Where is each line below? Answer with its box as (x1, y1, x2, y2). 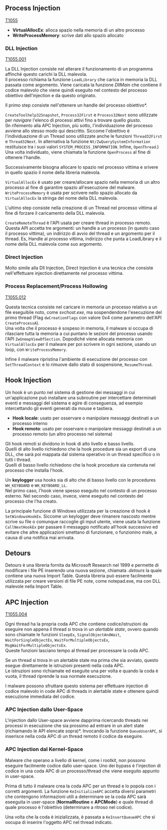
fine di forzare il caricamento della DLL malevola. (5, 210, 106, 216)
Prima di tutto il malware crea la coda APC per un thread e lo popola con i (5, 783, 156, 789)
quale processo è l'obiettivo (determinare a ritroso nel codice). (5, 804, 134, 810)
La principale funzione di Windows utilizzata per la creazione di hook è (5, 508, 151, 514)
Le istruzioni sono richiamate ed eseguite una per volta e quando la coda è (5, 668, 159, 674)
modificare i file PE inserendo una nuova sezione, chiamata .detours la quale (5, 568, 162, 574)
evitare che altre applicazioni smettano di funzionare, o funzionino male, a (5, 529, 157, 535)
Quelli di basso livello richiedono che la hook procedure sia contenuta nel (5, 462, 156, 468)
